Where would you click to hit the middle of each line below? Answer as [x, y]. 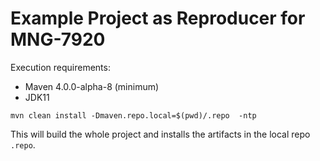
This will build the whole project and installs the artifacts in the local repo [160, 134]
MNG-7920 [58, 39]
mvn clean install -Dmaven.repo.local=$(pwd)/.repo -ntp [133, 115]
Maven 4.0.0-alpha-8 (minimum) [92, 86]
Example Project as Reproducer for [158, 18]
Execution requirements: [60, 67]
